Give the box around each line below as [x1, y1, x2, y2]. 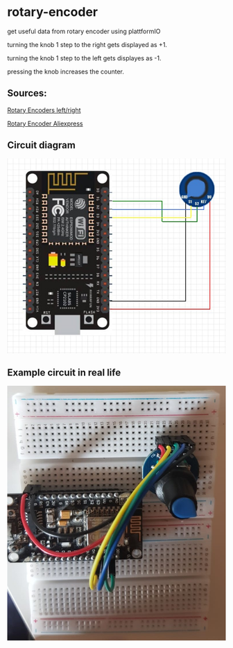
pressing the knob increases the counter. [7, 67, 125, 76]
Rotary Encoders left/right [7, 105, 81, 114]
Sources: [7, 87, 47, 99]
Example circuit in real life [7, 367, 121, 378]
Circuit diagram [7, 139, 76, 151]
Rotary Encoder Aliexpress [7, 119, 83, 128]
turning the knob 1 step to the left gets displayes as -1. [7, 53, 162, 62]
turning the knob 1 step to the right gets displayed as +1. [7, 40, 168, 49]
